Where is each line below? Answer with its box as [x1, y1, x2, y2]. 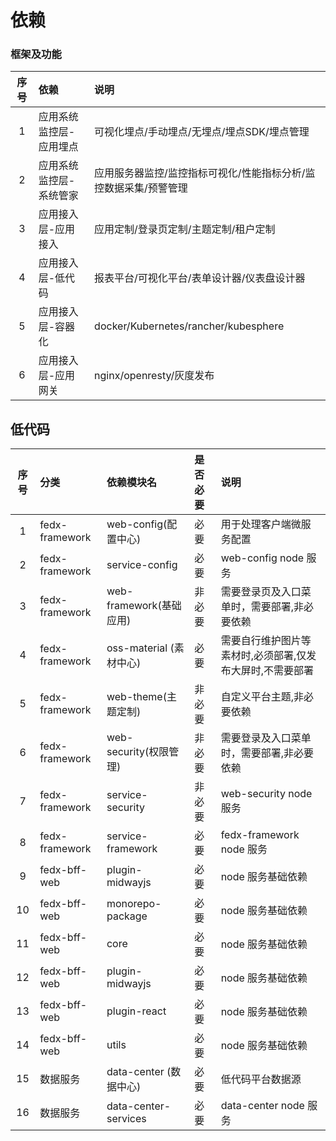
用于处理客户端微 [220, 517, 302, 531]
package [106, 909, 148, 923]
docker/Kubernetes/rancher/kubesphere [94, 319, 285, 333]
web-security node [220, 787, 313, 801]
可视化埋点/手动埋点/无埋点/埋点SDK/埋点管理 [94, 125, 310, 139]
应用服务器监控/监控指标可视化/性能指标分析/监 [94, 166, 316, 180]
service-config [106, 558, 178, 572]
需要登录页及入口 [220, 585, 302, 599]
